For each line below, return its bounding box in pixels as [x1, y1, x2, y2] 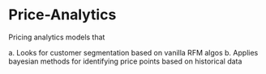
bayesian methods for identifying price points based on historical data [8, 56, 242, 66]
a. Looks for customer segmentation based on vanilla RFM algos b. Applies [8, 47, 259, 57]
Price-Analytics [8, 6, 117, 24]
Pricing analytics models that [8, 32, 105, 42]
